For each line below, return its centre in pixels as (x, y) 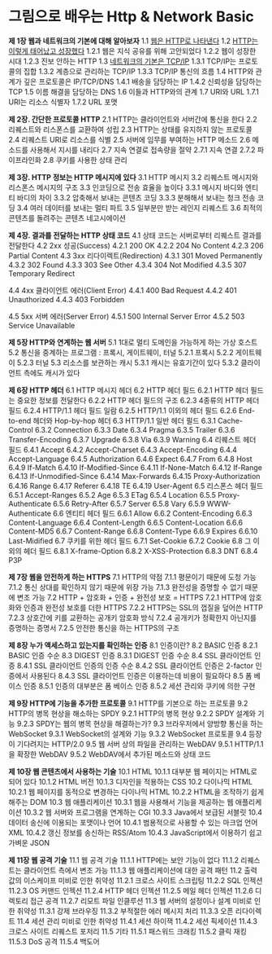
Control (21, 429)
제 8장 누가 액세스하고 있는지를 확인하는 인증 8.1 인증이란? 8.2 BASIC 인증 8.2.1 (133, 645)
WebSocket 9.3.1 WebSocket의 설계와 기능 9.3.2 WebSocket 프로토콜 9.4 (128, 733)
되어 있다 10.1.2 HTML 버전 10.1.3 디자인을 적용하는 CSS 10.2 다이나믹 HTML (131, 781)
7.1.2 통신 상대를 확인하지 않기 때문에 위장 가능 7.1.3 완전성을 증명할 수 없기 (126, 587)
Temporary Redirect (42, 273)
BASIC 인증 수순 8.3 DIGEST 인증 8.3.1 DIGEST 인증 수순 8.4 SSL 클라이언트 (131, 655)
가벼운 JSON (29, 842)
